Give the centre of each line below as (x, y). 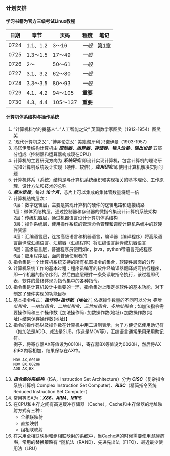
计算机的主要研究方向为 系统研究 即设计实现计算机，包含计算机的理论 (85, 161)
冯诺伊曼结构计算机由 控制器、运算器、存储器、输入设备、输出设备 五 (85, 148)
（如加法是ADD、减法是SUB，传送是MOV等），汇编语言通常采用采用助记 (88, 331)
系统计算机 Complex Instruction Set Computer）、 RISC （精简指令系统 (85, 385)
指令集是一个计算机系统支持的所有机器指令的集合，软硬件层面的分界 (84, 262)
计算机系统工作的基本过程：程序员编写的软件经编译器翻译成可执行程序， (88, 268)
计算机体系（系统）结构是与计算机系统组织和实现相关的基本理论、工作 (86, 180)
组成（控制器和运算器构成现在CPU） (56, 154)
